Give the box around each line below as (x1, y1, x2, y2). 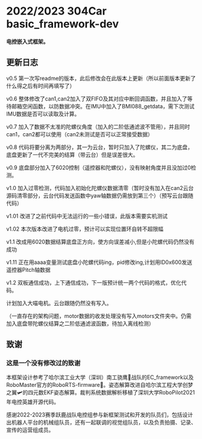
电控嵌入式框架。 (6, 38, 49, 45)
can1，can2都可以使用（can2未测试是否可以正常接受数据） (6, 130, 154, 137)
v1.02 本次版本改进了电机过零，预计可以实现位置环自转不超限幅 (6, 225, 164, 233)
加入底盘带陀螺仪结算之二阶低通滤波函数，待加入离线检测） (6, 320, 154, 327)
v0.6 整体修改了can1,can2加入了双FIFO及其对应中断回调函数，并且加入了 (6, 95, 188, 102)
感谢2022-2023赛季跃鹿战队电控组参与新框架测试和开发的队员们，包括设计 (6, 411, 193, 418)
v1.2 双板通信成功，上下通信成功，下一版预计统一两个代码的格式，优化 (6, 279, 182, 286)
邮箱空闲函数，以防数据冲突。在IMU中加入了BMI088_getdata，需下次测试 (11, 102, 195, 110)
